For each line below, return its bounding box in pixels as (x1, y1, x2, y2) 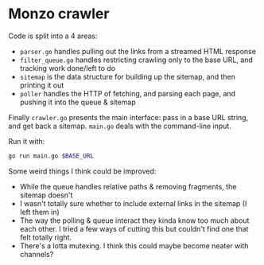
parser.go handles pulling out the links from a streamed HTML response (19, 46, 257, 56)
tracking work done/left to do (19, 63, 116, 72)
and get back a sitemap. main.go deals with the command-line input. (8, 121, 232, 131)
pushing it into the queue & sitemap (19, 97, 137, 107)
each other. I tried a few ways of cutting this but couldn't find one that (19, 224, 249, 233)
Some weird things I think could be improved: (8, 166, 157, 176)
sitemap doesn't (19, 190, 73, 200)
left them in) (19, 207, 60, 216)
